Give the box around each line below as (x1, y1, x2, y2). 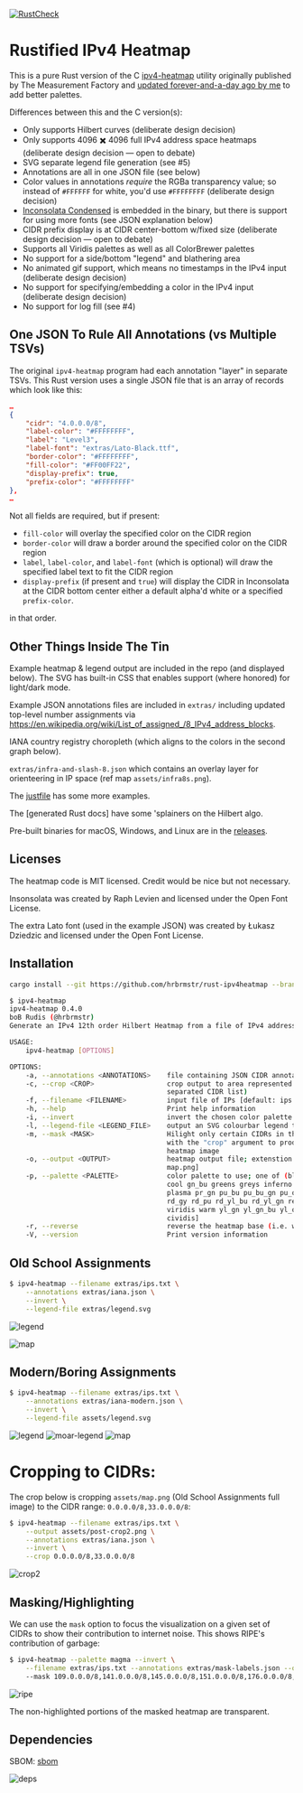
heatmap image (166, 1146, 220, 1155)
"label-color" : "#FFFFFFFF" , (25, 427, 135, 436)
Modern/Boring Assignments (9, 1364, 177, 1379)
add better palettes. (9, 89, 83, 99)
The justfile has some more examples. (9, 790, 151, 801)
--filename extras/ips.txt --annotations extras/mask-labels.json (25, 1663, 280, 1673)
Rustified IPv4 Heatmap (9, 41, 191, 61)
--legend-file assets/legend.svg (25, 1414, 151, 1423)
